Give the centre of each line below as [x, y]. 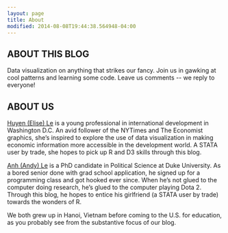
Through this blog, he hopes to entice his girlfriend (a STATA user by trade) [113, 195]
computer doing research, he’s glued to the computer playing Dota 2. [104, 187]
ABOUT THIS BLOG [48, 54]
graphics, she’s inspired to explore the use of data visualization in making [110, 137]
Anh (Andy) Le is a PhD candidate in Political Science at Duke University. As [114, 165]
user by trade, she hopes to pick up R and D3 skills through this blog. [104, 152]
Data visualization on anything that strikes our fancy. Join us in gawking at [112, 71]
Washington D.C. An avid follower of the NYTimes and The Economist [105, 130]
